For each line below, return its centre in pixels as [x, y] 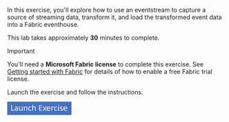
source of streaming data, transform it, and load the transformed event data [114, 17]
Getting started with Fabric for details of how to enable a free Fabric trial [110, 72]
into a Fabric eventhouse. [43, 24]
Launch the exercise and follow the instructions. [75, 92]
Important [21, 51]
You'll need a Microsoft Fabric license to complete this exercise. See [106, 64]
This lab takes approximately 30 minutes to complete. [83, 38]
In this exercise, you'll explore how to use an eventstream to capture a [107, 10]
